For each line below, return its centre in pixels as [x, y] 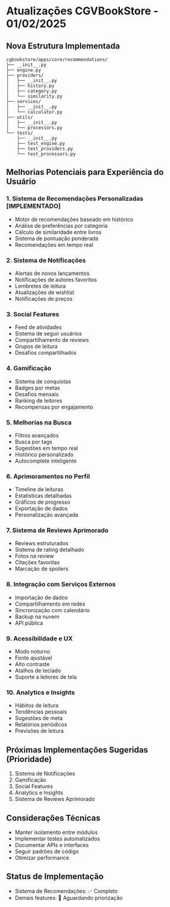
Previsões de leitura [39, 731]
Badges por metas [37, 388]
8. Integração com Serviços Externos [61, 584]
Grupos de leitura [36, 346]
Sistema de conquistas [43, 381]
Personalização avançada [47, 515]
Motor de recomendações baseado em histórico [74, 219]
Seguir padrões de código [47, 851]
